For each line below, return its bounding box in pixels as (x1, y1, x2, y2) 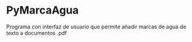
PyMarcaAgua (6, 4, 79, 17)
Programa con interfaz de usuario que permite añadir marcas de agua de (6, 23, 187, 30)
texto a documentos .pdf (6, 29, 67, 36)
